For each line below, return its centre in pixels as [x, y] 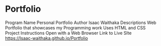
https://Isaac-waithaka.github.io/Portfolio [47, 38]
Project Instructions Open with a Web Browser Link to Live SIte [68, 33]
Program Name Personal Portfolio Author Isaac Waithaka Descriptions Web [81, 23]
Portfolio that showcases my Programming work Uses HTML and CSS [75, 27]
